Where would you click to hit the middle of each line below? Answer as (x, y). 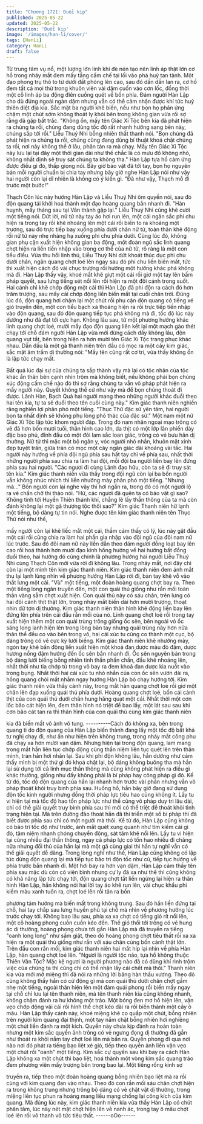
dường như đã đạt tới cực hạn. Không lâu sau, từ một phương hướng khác (98, 319)
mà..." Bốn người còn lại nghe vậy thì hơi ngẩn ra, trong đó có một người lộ (99, 487)
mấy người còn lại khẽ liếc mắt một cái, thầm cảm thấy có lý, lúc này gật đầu (101, 530)
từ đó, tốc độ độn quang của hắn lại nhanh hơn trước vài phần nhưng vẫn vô (101, 782)
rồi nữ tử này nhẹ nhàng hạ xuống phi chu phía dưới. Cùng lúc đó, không (96, 235)
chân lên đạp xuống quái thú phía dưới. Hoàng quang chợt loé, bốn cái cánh (101, 692)
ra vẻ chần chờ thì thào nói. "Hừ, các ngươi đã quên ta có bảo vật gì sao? (97, 493)
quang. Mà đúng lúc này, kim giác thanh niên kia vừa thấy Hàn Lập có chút (99, 1102)
